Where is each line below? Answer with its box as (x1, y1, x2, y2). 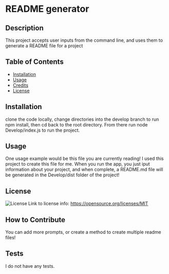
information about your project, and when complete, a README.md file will (5, 167, 163, 173)
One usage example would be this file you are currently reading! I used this (5, 155, 164, 162)
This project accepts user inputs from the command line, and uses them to (5, 37, 163, 43)
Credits (12, 82, 29, 88)
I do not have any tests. (5, 263, 55, 269)
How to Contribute (5, 215, 66, 224)
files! (5, 234, 16, 241)
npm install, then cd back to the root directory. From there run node (5, 121, 148, 127)
